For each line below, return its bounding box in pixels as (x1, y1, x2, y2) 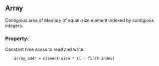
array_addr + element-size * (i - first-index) (14, 56, 115, 61)
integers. (5, 22, 23, 28)
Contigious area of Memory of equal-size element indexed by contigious (5, 17, 154, 23)
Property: (5, 35, 29, 42)
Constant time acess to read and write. (5, 46, 85, 52)
